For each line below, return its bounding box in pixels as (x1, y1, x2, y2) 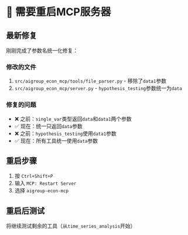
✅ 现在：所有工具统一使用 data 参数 (14, 137, 98, 144)
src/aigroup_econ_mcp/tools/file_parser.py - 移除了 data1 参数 (14, 77, 167, 85)
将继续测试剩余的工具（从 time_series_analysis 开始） (6, 223, 136, 230)
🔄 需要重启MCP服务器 (6, 5, 111, 19)
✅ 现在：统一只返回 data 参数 (14, 122, 83, 129)
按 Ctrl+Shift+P (14, 172, 53, 179)
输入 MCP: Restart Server (14, 179, 77, 187)
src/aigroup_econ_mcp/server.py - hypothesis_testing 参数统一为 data (14, 85, 183, 92)
